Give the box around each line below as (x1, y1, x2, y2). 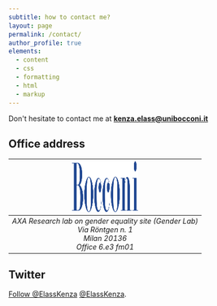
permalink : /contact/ (8, 30, 82, 38)
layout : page (8, 21, 53, 30)
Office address (8, 136, 85, 150)
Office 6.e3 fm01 (76, 242, 134, 252)
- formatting (15, 73, 60, 81)
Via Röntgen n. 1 (76, 225, 133, 235)
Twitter (8, 268, 46, 282)
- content (15, 56, 49, 64)
